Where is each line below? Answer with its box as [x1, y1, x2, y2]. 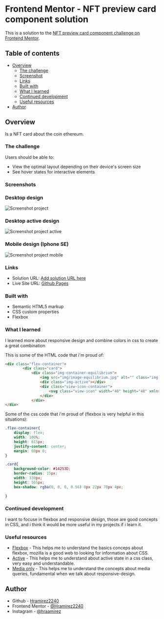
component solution [5, 14, 89, 25]
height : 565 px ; [14, 480, 45, 485]
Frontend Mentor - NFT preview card [5, 3, 156, 15]
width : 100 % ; [14, 435, 41, 440]
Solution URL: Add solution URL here [12, 275, 86, 281]
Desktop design [5, 194, 43, 201]
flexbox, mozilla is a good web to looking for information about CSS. [12, 550, 149, 556]
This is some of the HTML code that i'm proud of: [5, 352, 104, 358]
